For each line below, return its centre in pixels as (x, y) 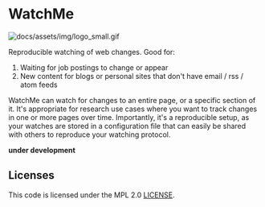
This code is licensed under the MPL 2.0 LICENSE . (92, 195)
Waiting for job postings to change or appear (94, 67)
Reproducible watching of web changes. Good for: (92, 52)
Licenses (31, 175)
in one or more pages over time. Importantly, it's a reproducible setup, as (129, 117)
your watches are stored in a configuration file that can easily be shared (127, 126)
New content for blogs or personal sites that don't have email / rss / (131, 76)
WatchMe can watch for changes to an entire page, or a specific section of (132, 100)
